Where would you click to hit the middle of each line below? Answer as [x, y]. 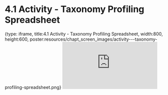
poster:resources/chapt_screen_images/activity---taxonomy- [93, 39]
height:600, [17, 39]
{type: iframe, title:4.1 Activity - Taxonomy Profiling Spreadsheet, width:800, [84, 34]
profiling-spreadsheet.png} [33, 87]
